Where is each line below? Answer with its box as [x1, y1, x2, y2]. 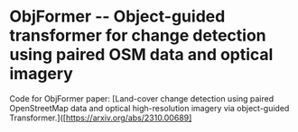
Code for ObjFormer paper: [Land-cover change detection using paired [9, 92, 274, 104]
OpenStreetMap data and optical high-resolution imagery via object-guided [9, 102, 290, 113]
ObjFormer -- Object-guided [9, 6, 226, 27]
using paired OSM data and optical [9, 45, 274, 65]
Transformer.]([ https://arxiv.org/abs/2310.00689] [9, 112, 192, 123]
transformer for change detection [9, 25, 266, 46]
